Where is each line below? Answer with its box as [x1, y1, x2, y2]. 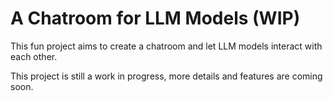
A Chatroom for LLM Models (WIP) [10, 7, 301, 30]
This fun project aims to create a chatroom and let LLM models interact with [10, 40, 323, 52]
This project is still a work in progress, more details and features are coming [10, 70, 323, 82]
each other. [10, 50, 58, 62]
